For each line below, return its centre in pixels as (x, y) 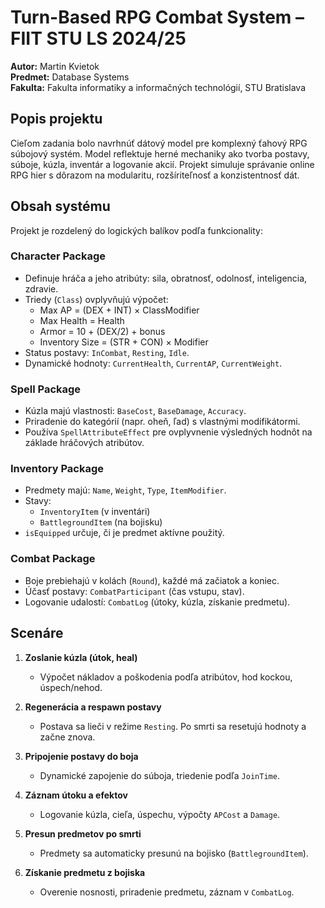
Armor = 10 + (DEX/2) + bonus (102, 331)
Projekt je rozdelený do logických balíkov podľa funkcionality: (136, 230)
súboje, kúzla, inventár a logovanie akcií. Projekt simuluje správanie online (162, 164)
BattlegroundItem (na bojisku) (101, 522)
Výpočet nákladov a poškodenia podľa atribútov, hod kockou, (166, 677)
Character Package (58, 256)
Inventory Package (57, 469)
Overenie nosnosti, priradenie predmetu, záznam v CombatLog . (167, 892)
